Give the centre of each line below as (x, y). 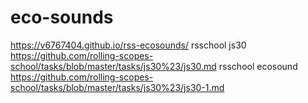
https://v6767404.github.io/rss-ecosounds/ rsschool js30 (128, 45)
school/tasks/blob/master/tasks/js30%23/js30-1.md (117, 87)
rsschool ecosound (258, 66)
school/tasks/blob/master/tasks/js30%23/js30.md (113, 66)
